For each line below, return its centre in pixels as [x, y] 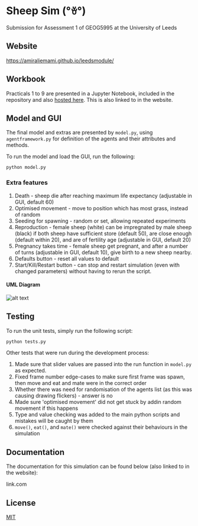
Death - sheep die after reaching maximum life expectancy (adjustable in [103, 195]
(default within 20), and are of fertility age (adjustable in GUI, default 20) [103, 239]
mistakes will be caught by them [54, 421]
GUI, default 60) [34, 202]
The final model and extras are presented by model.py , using [79, 133]
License [21, 503]
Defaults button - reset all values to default [67, 258]
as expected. [30, 371]
